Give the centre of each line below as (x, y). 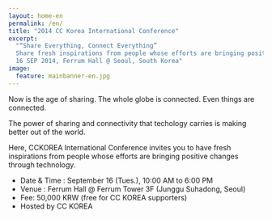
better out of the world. (47, 132)
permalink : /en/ (36, 23)
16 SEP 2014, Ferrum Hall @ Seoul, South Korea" (99, 61)
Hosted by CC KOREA (56, 206)
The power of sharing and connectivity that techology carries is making (127, 123)
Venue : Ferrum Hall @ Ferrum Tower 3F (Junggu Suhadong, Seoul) (133, 189)
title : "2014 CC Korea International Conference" (94, 31)
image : (19, 69)
